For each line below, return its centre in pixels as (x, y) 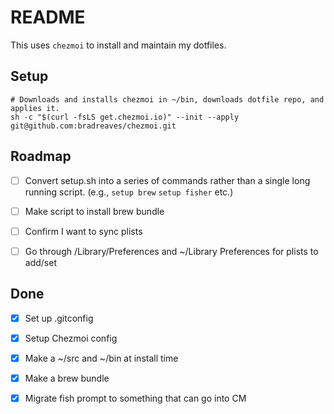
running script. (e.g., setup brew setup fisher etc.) (129, 192)
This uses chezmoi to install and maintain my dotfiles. (118, 45)
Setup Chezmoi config (71, 338)
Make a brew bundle (67, 378)
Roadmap (41, 156)
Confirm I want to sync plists (83, 231)
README (48, 17)
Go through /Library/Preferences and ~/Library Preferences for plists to (171, 251)
